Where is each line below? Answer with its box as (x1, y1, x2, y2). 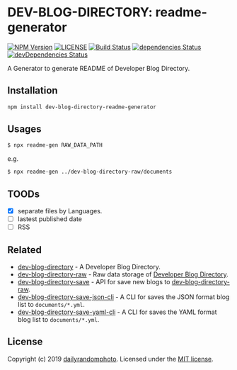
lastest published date (17, 215, 83, 223)
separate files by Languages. (17, 207, 103, 215)
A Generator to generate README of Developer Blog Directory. (7, 64, 190, 72)
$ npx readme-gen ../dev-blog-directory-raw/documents (7, 168, 173, 176)
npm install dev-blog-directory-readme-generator (7, 103, 157, 111)
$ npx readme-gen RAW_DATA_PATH (7, 142, 103, 149)
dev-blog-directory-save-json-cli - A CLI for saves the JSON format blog (17, 293, 230, 301)
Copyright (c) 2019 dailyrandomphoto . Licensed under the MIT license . (7, 354, 214, 363)
